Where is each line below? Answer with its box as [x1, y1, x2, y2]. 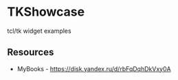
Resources [7, 46, 54, 58]
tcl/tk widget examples [7, 27, 71, 35]
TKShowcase [7, 4, 85, 20]
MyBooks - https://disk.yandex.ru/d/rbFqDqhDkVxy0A [16, 64, 171, 72]
